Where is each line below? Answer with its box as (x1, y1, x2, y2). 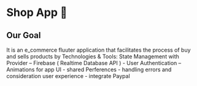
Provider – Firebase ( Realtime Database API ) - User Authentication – (6, 60, 182, 66)
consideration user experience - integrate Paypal (6, 72, 130, 79)
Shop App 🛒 (6, 6, 68, 20)
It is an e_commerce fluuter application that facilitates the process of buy (6, 46, 191, 53)
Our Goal (6, 30, 41, 41)
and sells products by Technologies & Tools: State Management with (6, 53, 180, 60)
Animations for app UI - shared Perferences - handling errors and (6, 66, 172, 73)
